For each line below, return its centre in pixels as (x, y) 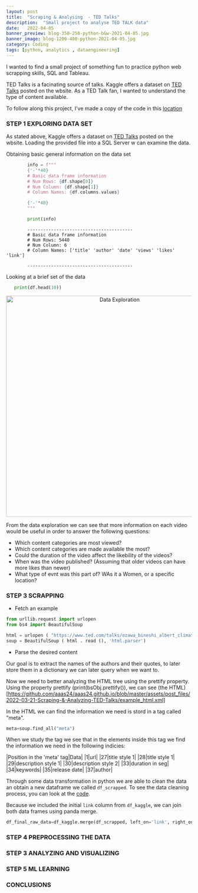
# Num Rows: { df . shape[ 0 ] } (60, 181)
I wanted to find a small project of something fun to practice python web (94, 67)
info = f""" (42, 165)
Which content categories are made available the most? (82, 549)
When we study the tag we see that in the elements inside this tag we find (96, 740)
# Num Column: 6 (47, 245)
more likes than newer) (42, 568)
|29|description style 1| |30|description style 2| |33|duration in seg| (88, 763)
